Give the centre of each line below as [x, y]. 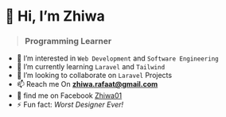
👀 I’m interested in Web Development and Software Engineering [117, 58]
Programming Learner [68, 41]
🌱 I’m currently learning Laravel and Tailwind [91, 67]
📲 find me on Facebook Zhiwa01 [69, 96]
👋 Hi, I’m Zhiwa [55, 16]
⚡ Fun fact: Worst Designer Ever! [70, 105]
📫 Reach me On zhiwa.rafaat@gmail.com [87, 84]
